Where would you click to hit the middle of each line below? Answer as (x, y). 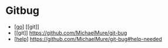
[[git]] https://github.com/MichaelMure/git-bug (70, 32)
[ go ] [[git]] (26, 27)
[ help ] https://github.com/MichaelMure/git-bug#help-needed (88, 39)
